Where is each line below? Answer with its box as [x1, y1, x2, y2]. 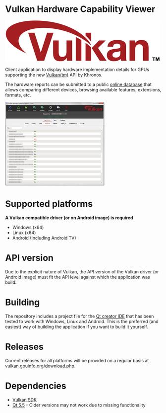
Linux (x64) [12, 230, 36, 236]
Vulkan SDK [12, 397, 37, 403]
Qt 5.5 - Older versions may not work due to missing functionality [12, 402, 146, 408]
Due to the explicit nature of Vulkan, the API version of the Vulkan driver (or [5, 268, 159, 274]
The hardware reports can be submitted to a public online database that [5, 81, 152, 87]
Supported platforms [5, 198, 93, 210]
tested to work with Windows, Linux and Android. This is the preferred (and [5, 318, 159, 324]
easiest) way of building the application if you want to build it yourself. [5, 324, 148, 330]
